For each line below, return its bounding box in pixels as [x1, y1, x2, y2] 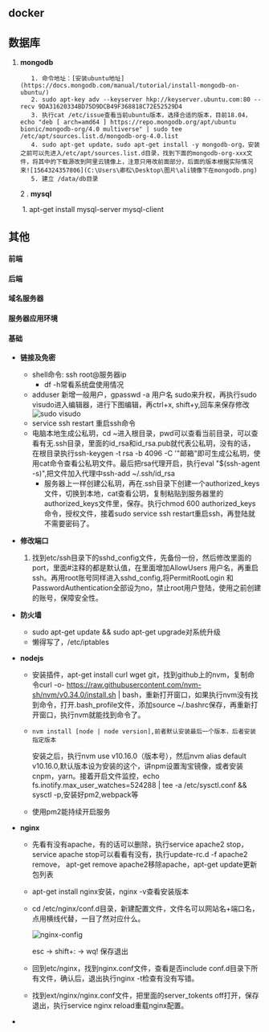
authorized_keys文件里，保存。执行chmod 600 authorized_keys [43, 499, 256, 508]
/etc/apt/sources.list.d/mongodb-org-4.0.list [19, 133, 179, 141]
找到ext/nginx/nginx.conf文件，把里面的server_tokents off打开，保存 [31, 991, 259, 1001]
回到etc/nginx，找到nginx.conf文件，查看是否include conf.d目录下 [31, 964, 251, 973]
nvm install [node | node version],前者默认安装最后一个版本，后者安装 [31, 728, 257, 736]
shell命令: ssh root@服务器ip [31, 369, 127, 380]
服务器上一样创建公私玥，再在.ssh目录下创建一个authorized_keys [43, 479, 260, 488]
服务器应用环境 [8, 313, 58, 323]
